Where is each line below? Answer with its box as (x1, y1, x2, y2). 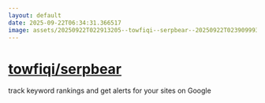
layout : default (8, 11, 62, 20)
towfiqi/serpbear (8, 60, 122, 78)
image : (8, 26, 30, 34)
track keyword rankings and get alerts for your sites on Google (8, 86, 211, 95)
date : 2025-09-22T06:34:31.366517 (8, 19, 122, 27)
